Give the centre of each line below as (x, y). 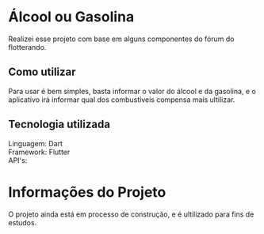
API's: (18, 160)
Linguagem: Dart (36, 143)
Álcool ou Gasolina (71, 17)
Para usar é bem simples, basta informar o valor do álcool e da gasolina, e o (132, 91)
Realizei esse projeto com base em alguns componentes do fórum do (121, 39)
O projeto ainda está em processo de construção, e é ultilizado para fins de (131, 214)
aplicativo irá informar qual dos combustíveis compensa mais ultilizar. (122, 100)
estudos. (23, 222)
